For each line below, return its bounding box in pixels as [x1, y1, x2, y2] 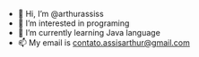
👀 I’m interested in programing [17, 18, 130, 28]
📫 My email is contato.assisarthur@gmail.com [17, 37, 190, 48]
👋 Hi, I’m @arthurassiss [17, 9, 105, 19]
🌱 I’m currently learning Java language [17, 28, 161, 37]
